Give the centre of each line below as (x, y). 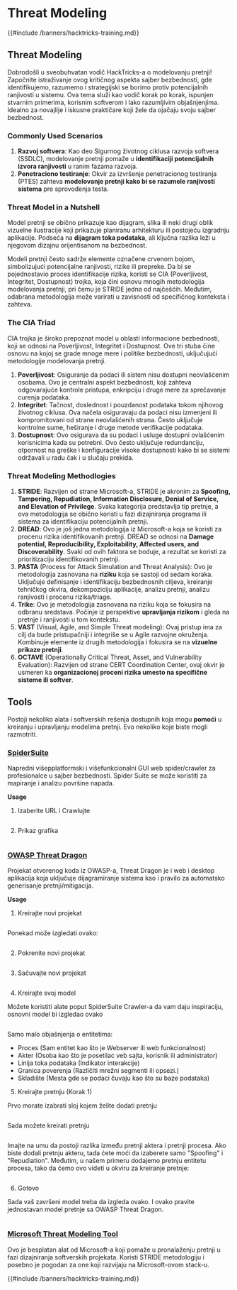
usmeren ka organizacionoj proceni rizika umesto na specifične (112, 672)
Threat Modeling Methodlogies (62, 475)
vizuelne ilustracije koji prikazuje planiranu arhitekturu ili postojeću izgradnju (118, 230)
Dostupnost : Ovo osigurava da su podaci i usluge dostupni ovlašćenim (121, 435)
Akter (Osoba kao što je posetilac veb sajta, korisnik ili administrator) (117, 1056)
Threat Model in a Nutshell (54, 207)
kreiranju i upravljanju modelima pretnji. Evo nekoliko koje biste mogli (108, 727)
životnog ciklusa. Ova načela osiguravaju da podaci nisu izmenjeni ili (117, 412)
